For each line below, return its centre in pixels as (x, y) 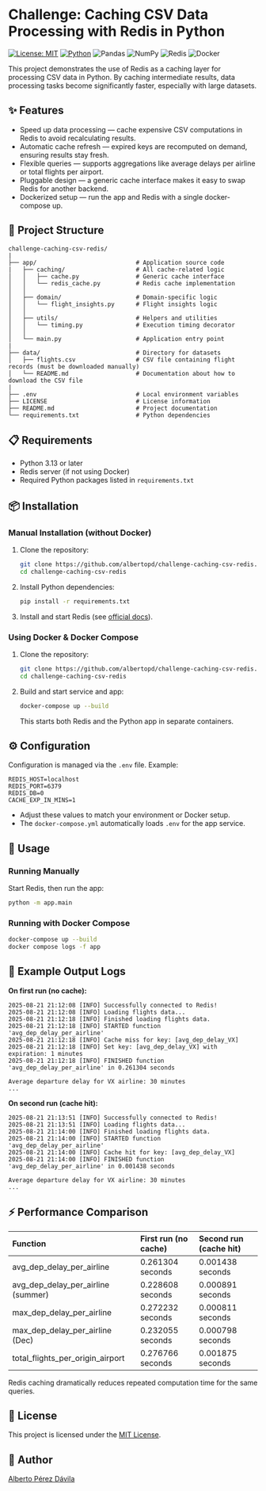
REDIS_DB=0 (26, 793)
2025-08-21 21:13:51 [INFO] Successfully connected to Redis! (113, 1118)
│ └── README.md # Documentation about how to (122, 373)
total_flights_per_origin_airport (68, 1358)
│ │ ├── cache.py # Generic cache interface (116, 276)
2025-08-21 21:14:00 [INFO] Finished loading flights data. (110, 1131)
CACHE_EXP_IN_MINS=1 (42, 801)
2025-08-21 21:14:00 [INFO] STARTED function (84, 1138)
